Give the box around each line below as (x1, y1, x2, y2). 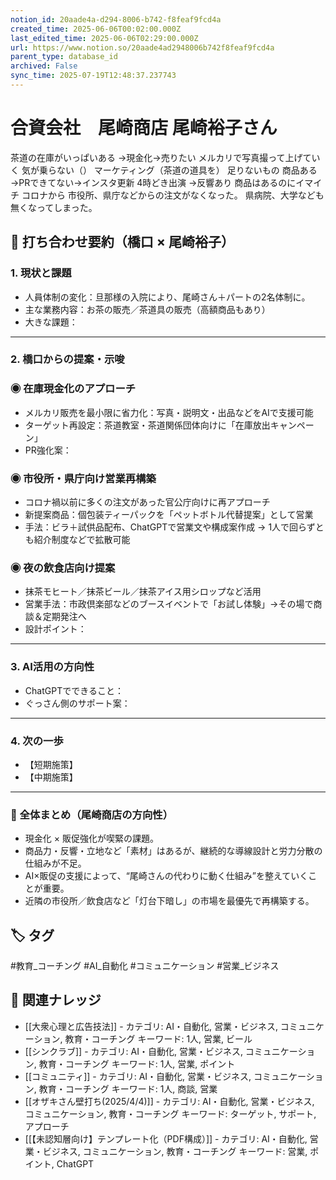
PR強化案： (24, 444, 72, 456)
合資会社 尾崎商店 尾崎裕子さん (10, 117, 278, 140)
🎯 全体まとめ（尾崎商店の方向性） (10, 807, 173, 821)
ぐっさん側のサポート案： (24, 697, 131, 709)
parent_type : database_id (10, 52, 118, 62)
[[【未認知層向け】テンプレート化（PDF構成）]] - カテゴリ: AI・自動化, (24, 1132, 308, 1145)
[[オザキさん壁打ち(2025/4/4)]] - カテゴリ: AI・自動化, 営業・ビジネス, (24, 1095, 315, 1107)
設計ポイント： (24, 623, 87, 635)
